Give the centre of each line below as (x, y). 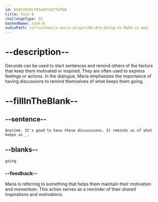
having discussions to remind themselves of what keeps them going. (74, 81)
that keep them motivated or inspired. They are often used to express (75, 71)
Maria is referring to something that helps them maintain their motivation (78, 184)
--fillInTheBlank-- (42, 101)
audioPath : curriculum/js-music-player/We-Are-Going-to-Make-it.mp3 (77, 28)
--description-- (37, 52)
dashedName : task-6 (25, 23)
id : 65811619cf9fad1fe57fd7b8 (36, 10)
